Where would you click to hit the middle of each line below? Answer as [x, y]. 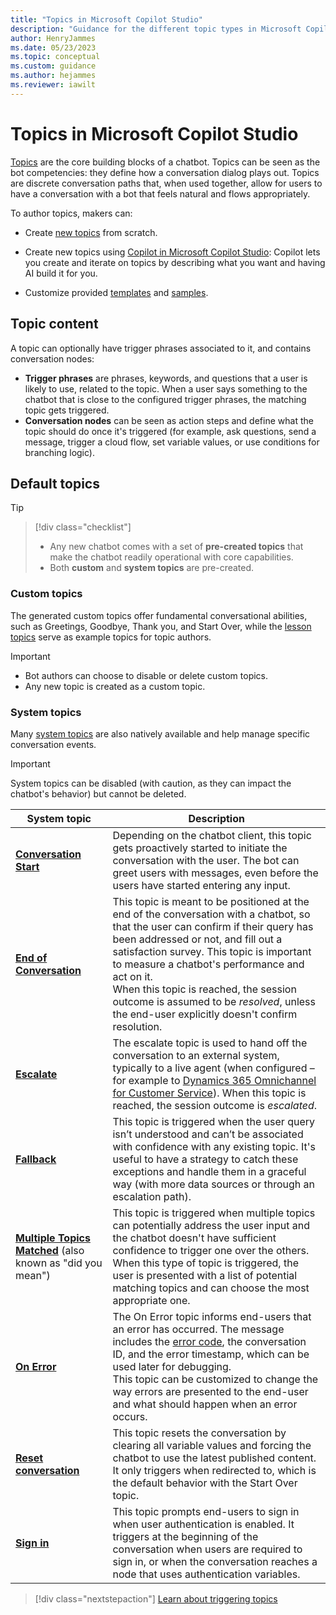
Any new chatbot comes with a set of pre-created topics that [176, 547]
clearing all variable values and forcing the [212, 1445]
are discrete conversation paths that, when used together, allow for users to [166, 183]
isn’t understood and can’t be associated [208, 1134]
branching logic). [59, 452]
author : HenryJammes [53, 38]
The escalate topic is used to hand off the [210, 1043]
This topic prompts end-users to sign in [206, 1511]
